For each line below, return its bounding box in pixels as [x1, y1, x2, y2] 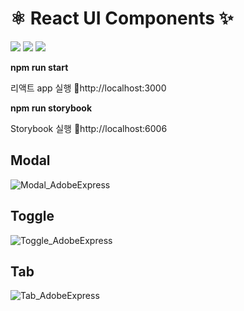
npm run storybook [10, 102, 92, 114]
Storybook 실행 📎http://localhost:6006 [10, 122, 168, 134]
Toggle [10, 208, 55, 225]
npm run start [10, 61, 69, 73]
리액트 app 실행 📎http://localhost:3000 [10, 82, 167, 94]
